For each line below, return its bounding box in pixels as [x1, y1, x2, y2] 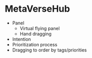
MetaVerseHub [5, 3, 70, 15]
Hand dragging [19, 31, 52, 37]
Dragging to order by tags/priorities [12, 47, 87, 53]
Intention [12, 36, 31, 42]
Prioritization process [12, 41, 57, 47]
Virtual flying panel [19, 25, 60, 31]
